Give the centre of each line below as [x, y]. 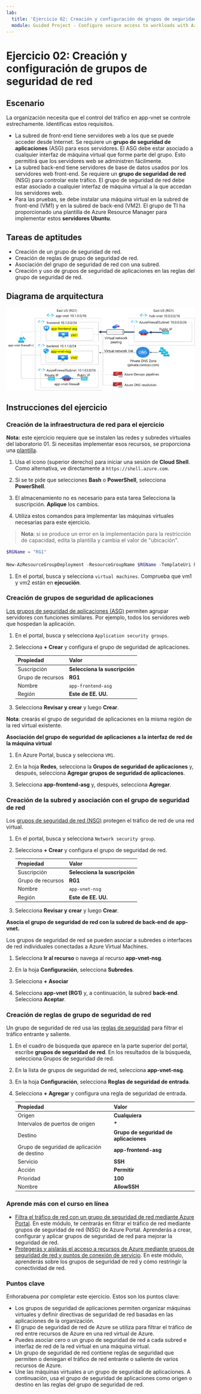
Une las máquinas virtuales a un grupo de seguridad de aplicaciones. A [103, 1372]
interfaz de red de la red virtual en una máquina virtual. [83, 1346]
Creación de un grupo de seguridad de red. [68, 252]
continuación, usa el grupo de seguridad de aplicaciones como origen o [103, 1378]
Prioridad [29, 1178]
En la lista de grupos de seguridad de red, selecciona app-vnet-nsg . [100, 1070]
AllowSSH [126, 1187]
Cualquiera [127, 1116]
